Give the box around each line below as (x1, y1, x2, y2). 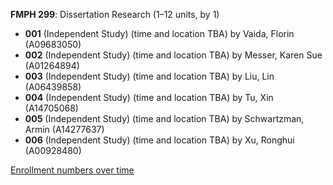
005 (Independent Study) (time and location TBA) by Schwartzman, (24, 113, 305, 124)
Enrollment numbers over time (10, 164, 135, 176)
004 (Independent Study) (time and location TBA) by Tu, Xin (24, 92, 274, 103)
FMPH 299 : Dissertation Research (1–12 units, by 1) (10, 9, 220, 20)
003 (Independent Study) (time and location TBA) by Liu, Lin (24, 70, 275, 82)
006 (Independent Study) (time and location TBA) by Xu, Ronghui (24, 134, 295, 146)
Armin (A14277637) (24, 124, 105, 135)
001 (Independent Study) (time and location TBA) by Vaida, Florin (24, 28, 295, 39)
